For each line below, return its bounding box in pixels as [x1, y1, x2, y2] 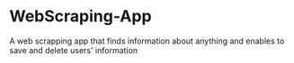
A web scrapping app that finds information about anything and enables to [9, 35, 285, 46]
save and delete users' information [9, 44, 138, 55]
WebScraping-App [9, 6, 152, 27]
